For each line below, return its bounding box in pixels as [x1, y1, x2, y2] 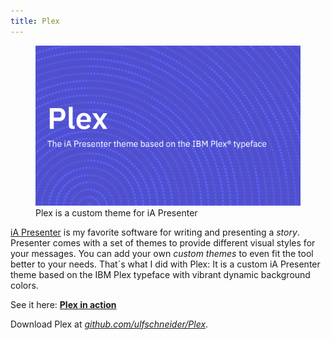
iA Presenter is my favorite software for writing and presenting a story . [10, 226, 300, 238]
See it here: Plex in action [10, 298, 117, 310]
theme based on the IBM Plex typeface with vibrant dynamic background [10, 268, 311, 280]
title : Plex [10, 16, 60, 26]
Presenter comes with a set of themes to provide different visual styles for [10, 236, 316, 249]
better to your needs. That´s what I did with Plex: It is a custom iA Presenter [10, 258, 321, 270]
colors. [10, 279, 39, 291]
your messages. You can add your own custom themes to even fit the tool [10, 247, 314, 259]
